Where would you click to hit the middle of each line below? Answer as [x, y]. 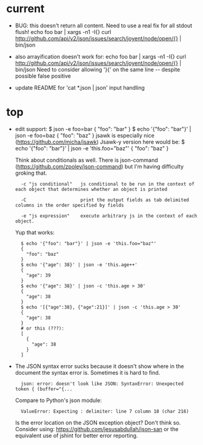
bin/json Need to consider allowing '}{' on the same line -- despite [98, 69]
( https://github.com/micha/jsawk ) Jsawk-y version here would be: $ [100, 142]
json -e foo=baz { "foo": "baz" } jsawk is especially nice [85, 135]
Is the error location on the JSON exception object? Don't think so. [98, 423]
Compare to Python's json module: [58, 400]
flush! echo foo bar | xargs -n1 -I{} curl [63, 32]
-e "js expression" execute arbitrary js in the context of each [109, 216]
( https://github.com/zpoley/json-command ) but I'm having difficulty [99, 166]
